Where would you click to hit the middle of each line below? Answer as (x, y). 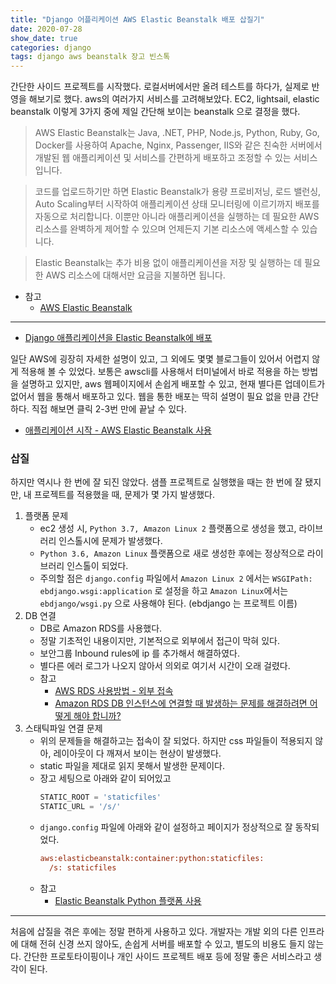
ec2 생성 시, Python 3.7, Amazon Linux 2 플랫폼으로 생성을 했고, (168, 528)
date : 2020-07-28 (46, 29)
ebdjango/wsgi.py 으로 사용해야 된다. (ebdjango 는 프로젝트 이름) (168, 603)
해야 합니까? (97, 716)
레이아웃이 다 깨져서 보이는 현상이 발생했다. (137, 753)
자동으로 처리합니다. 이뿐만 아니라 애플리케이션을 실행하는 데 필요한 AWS (177, 217)
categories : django (51, 47)
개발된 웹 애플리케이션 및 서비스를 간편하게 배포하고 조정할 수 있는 (163, 158)
